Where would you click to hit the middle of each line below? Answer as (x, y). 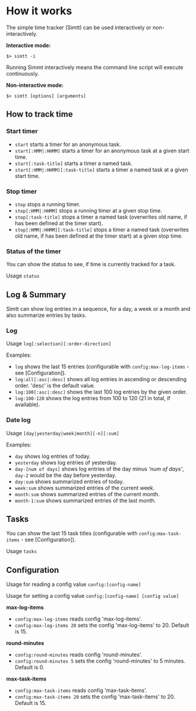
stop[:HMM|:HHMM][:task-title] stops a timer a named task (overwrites (102, 229)
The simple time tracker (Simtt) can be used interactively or (79, 27)
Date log (18, 420)
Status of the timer (34, 251)
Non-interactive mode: (35, 85)
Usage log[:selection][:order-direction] (59, 344)
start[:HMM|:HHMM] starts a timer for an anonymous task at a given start (102, 151)
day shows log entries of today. (53, 456)
